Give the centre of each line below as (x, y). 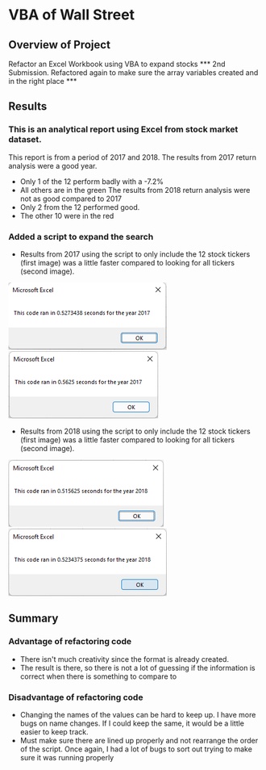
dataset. (25, 140)
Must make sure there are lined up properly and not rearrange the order (139, 740)
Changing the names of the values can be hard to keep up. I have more (138, 714)
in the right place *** (43, 81)
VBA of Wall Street (72, 15)
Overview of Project (60, 45)
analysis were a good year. (53, 165)
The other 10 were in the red (67, 216)
